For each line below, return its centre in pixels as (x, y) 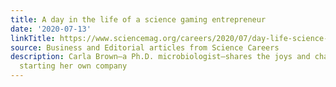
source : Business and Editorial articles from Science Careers (145, 47)
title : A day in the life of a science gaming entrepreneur (138, 19)
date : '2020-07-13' (51, 29)
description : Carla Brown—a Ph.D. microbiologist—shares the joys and (160, 57)
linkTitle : (33, 38)
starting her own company (73, 66)
